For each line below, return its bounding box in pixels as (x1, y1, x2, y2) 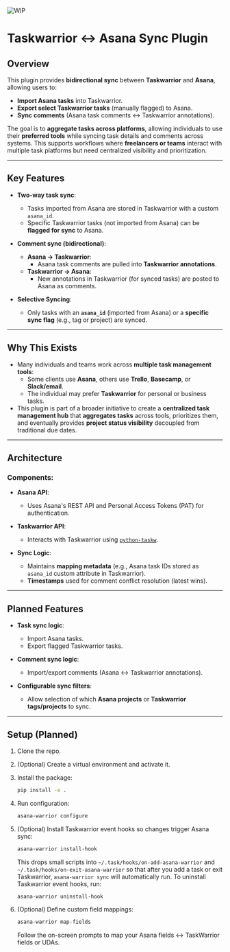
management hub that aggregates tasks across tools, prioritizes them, (16, 411, 219, 419)
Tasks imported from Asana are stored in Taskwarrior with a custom (27, 204, 219, 212)
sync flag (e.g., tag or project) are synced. (27, 316, 148, 324)
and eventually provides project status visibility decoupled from (16, 419, 200, 427)
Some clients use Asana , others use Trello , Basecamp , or (27, 375, 191, 383)
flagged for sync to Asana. (27, 226, 104, 234)
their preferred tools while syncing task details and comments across (7, 132, 204, 140)
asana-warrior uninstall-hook (16, 893, 104, 900)
